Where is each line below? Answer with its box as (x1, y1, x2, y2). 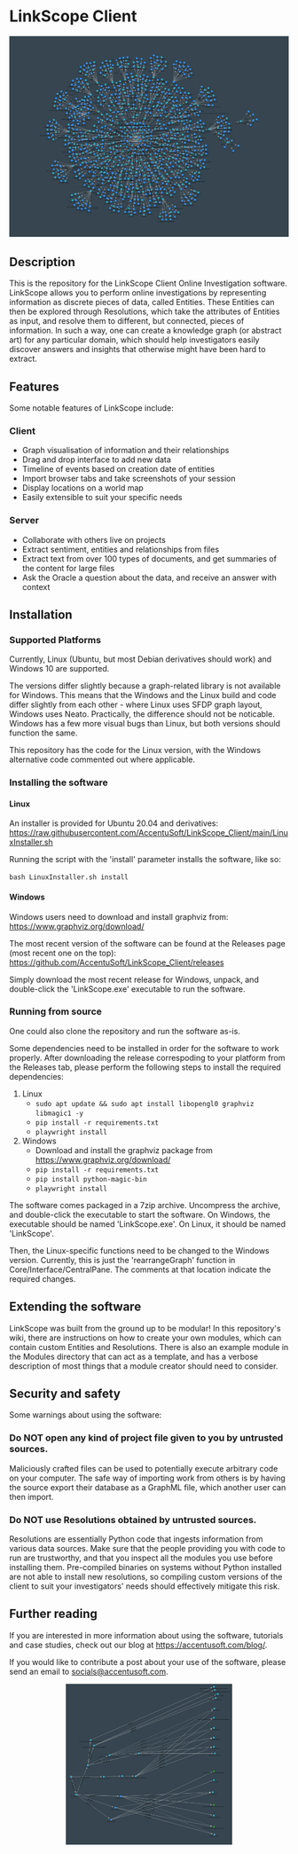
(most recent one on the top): (9, 947, 117, 958)
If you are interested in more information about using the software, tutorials (9, 1630, 284, 1640)
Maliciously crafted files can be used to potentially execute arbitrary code (9, 1463, 278, 1473)
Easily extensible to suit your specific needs (21, 492, 184, 503)
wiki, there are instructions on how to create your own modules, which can (9, 1332, 282, 1343)
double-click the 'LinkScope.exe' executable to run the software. (9, 983, 246, 994)
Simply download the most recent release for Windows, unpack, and (9, 974, 259, 985)
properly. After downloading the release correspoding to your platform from (9, 1052, 286, 1063)
